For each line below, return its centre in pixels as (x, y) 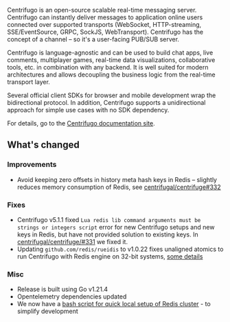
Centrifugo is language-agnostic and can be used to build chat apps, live (110, 52)
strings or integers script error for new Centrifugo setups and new (116, 227)
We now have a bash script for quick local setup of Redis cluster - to (114, 304)
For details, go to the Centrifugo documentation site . (81, 123)
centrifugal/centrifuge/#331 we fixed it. (72, 241)
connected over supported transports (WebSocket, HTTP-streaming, (104, 24)
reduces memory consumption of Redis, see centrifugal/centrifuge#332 (119, 187)
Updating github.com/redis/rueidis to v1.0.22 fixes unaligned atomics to (120, 249)
